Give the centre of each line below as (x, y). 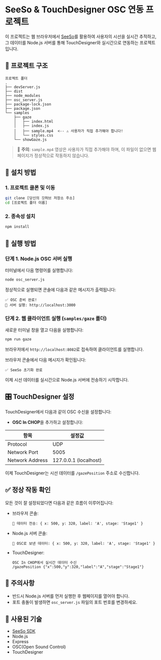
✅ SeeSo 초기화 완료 (24, 370)
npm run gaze (18, 340)
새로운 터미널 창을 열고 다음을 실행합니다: (44, 330)
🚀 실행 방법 (21, 243)
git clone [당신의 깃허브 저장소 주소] (40, 198)
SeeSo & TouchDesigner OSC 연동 (75, 10)
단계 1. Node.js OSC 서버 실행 (39, 258)
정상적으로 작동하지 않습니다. (62, 156)
